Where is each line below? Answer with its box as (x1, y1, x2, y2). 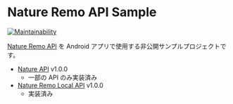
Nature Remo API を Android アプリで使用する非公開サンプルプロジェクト (7, 41, 220, 50)
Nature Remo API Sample (7, 4, 157, 20)
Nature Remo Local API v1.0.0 (17, 81, 103, 89)
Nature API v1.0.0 (17, 65, 68, 73)
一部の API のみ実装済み (27, 73, 97, 82)
